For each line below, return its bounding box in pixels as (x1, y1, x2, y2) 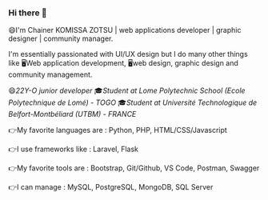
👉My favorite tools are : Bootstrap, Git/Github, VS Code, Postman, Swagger (8, 163, 260, 173)
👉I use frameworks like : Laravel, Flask (8, 144, 138, 154)
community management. (8, 70, 93, 79)
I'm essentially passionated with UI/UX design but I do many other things (8, 50, 248, 59)
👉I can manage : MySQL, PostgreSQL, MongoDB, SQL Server (8, 182, 214, 192)
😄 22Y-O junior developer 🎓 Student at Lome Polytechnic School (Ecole (8, 86, 246, 95)
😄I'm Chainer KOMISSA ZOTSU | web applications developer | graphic (8, 26, 242, 35)
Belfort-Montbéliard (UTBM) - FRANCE (8, 110, 137, 119)
